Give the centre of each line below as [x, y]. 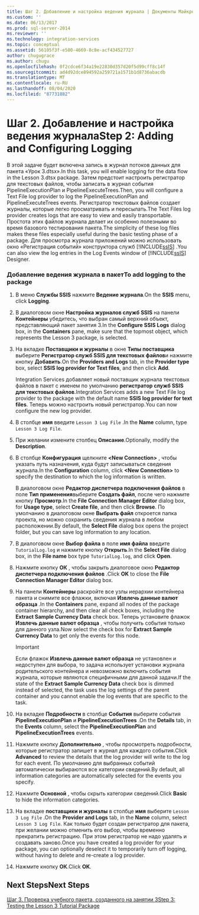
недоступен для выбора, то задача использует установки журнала [100, 665]
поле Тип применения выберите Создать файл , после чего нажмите [102, 494]
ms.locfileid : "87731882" [38, 94]
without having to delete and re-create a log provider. [80, 855]
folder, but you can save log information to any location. [83, 532]
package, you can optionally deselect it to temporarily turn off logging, [101, 849]
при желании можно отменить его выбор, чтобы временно [90, 830]
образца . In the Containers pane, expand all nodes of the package [97, 604]
